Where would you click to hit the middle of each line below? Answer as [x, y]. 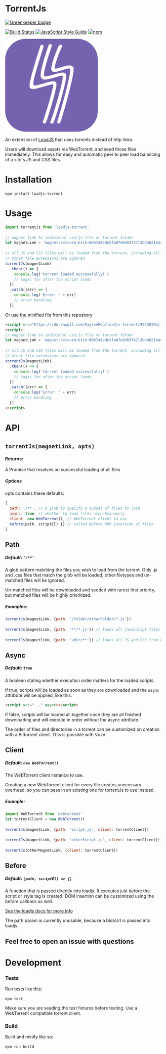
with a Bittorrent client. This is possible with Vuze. [56, 734]
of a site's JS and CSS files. [33, 159]
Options [14, 481]
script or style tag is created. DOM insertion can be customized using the [80, 896]
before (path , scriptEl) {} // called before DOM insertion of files [82, 524]
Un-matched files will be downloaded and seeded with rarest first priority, [80, 590]
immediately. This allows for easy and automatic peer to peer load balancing [83, 154]
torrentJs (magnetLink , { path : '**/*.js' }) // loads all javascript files [83, 629]
